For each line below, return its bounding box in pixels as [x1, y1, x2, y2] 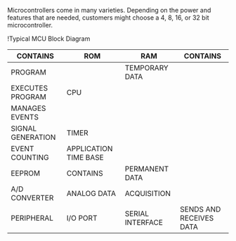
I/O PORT [66, 214, 98, 223]
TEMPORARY [124, 63, 169, 72]
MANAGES [11, 103, 46, 113]
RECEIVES [180, 214, 214, 223]
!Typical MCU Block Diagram [7, 34, 91, 43]
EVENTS [11, 112, 39, 122]
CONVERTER [11, 193, 54, 202]
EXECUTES [11, 84, 48, 93]
